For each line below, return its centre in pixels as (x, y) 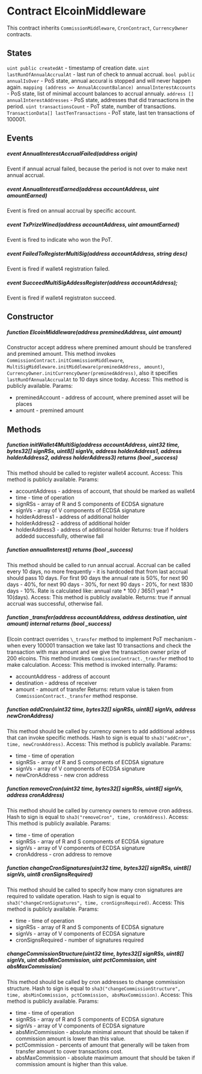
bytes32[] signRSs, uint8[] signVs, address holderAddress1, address (94, 451)
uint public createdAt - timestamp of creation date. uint (78, 68)
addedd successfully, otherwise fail (60, 536)
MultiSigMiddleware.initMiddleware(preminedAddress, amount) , (86, 367)
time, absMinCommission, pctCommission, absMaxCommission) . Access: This (100, 994)
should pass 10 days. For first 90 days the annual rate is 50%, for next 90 (97, 577)
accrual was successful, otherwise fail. (55, 603)
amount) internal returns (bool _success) (59, 624)
